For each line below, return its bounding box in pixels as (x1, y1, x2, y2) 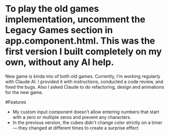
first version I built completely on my (5, 46, 162, 57)
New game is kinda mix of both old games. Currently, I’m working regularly (5, 73, 160, 79)
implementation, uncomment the (5, 14, 145, 25)
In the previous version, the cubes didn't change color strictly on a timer (12, 119, 162, 125)
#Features (5, 99, 27, 105)
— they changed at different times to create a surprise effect (12, 124, 139, 131)
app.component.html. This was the (5, 35, 155, 47)
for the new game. (5, 89, 43, 95)
